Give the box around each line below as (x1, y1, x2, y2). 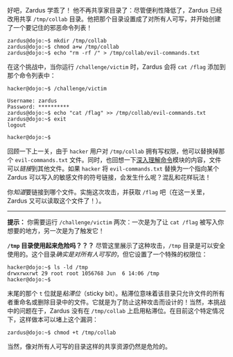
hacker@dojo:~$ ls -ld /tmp (7, 264, 89, 271)
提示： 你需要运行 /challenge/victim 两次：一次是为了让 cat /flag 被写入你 (7, 218, 224, 226)
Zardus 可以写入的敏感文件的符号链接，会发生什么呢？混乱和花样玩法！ (7, 173, 212, 181)
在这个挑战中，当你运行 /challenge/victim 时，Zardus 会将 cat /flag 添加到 (7, 63, 226, 71)
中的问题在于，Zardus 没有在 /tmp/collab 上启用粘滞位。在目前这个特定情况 (7, 307, 225, 315)
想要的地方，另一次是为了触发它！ (7, 227, 105, 235)
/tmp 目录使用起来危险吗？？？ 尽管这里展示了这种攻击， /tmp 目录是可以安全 (7, 241, 225, 249)
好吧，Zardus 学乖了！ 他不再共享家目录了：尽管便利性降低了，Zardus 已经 (7, 6, 223, 14)
